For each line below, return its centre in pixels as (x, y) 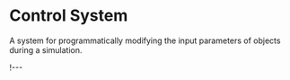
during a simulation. (46, 49)
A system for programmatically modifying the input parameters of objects (145, 40)
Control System (69, 16)
